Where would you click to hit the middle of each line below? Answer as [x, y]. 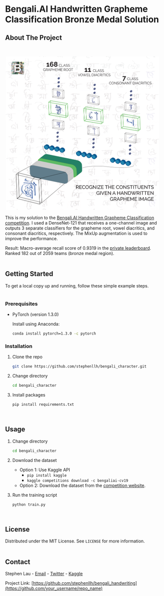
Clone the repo [27, 357]
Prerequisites [21, 304]
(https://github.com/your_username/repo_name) [54, 589]
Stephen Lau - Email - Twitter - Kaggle [44, 574]
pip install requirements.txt [43, 405]
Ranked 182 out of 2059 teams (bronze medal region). [60, 253]
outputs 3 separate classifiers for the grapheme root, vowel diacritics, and [80, 228]
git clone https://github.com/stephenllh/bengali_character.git [79, 367]
